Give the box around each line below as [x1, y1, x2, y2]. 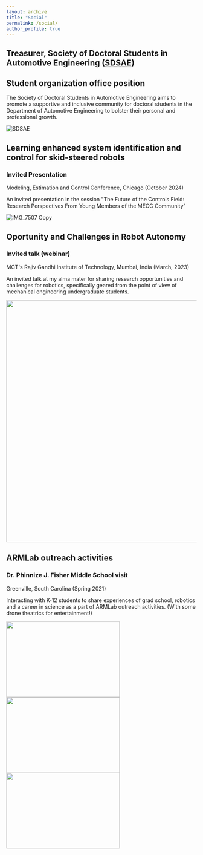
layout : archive [6, 8, 47, 15]
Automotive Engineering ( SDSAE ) [6, 57, 135, 68]
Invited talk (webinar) [6, 249, 71, 258]
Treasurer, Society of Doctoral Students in [6, 48, 168, 58]
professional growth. [6, 113, 58, 121]
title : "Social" [6, 15, 47, 21]
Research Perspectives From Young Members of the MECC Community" [6, 202, 186, 209]
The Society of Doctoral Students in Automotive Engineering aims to [6, 94, 176, 102]
